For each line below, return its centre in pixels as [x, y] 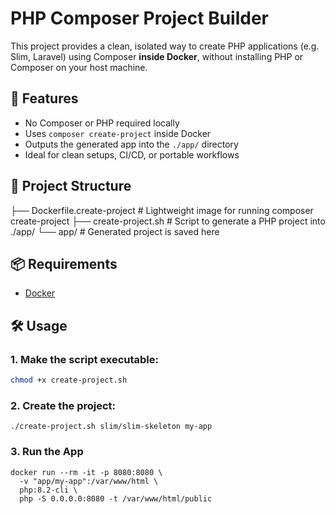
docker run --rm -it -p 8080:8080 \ [86, 472]
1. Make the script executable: [84, 359]
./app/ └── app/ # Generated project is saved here [115, 231]
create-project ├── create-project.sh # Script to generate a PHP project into [168, 221]
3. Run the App [47, 452]
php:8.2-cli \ [48, 490]
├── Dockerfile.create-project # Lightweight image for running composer [162, 210]
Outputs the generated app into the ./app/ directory [131, 144]
